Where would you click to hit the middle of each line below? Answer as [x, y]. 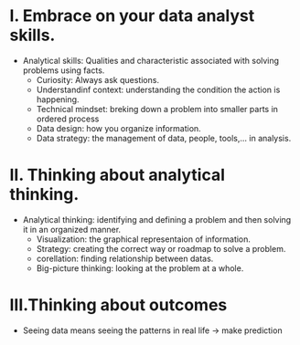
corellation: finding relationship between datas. [125, 258]
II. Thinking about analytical [118, 175]
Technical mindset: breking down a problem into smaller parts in [157, 109]
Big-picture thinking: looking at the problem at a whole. [140, 268]
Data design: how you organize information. [118, 128]
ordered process [68, 119]
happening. [58, 99]
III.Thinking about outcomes [118, 305]
